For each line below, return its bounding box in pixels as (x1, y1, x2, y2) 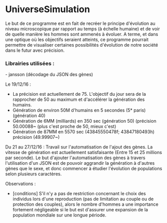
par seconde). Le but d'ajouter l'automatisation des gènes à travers (5, 155, 146, 161)
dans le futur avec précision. (5, 47, 65, 53)
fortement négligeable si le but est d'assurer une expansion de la (12, 207, 148, 213)
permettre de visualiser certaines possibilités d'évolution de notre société (5, 42, 158, 48)
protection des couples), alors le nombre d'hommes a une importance (12, 201, 158, 207)
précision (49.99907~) (12, 134, 60, 140)
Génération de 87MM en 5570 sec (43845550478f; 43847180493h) (12, 129, 155, 135)
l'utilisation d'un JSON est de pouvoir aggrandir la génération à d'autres (5, 160, 155, 166)
